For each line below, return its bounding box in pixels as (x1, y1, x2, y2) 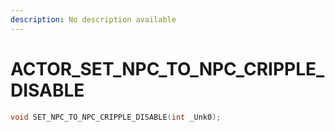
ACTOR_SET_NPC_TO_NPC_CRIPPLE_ (10, 57, 325, 80)
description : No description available (10, 14, 177, 25)
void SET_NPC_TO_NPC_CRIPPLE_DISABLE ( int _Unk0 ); (10, 112, 222, 122)
